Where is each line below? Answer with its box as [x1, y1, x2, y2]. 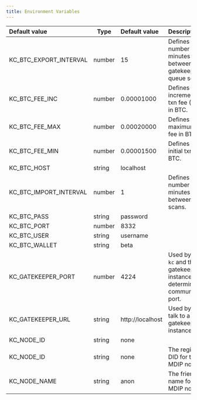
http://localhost [120, 315, 163, 324]
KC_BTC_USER [9, 231, 49, 239]
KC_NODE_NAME [9, 377, 57, 385]
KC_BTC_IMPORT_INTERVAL [9, 188, 87, 196]
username [120, 231, 148, 239]
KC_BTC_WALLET [9, 241, 57, 249]
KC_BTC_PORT [9, 222, 50, 230]
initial [168, 146, 183, 155]
